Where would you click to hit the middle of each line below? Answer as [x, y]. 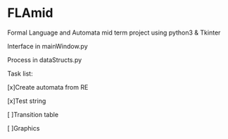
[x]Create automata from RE [48, 87]
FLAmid [30, 13]
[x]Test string [27, 101]
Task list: [20, 73]
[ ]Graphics [24, 128]
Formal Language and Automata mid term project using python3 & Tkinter [114, 32]
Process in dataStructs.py [45, 60]
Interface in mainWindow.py [47, 46]
